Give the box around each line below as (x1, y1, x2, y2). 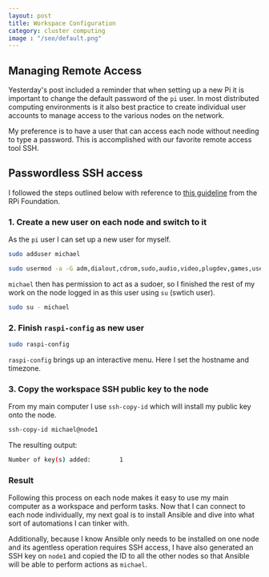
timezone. (8, 363, 42, 373)
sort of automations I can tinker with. (8, 518, 130, 528)
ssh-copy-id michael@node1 (8, 426, 98, 434)
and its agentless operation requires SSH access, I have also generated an (8, 542, 254, 552)
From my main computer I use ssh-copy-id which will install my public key (8, 402, 251, 412)
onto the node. (8, 410, 57, 420)
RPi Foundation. (8, 196, 61, 205)
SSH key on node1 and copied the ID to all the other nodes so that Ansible (8, 551, 250, 561)
